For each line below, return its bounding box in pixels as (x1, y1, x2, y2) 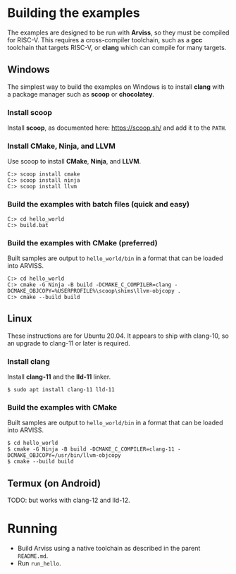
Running (7, 520, 58, 537)
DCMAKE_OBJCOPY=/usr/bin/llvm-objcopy (7, 452, 121, 459)
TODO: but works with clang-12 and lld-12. (7, 496, 130, 505)
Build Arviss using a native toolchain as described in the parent (17, 544, 201, 553)
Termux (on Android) (7, 477, 101, 489)
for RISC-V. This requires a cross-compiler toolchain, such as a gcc (7, 35, 203, 44)
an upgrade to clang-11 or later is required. (7, 338, 130, 347)
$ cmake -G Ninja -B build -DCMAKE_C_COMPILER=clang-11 (7, 446, 175, 453)
